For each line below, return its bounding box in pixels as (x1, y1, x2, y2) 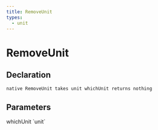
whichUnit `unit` (6, 118, 46, 125)
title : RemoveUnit (6, 8, 52, 15)
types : (6, 14, 23, 20)
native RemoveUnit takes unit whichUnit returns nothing (6, 85, 153, 92)
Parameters (6, 102, 51, 112)
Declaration (6, 70, 51, 80)
